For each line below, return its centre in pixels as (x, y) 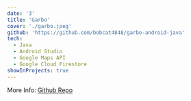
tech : (15, 39)
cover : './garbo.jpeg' (39, 26)
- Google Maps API (40, 58)
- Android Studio (38, 52)
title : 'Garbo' (29, 20)
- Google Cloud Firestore (50, 64)
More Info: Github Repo (40, 90)
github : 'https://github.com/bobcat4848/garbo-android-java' (96, 32)
